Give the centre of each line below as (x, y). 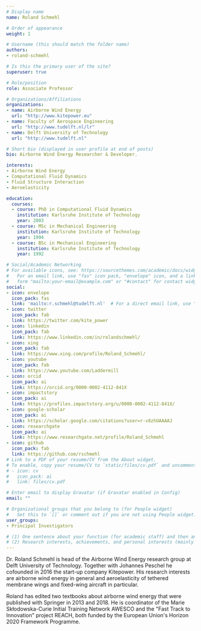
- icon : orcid (24, 376)
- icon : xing (22, 343)
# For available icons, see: (42, 271)
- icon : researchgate (33, 426)
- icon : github (25, 443)
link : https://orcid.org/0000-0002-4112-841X (69, 387)
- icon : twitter (26, 310)
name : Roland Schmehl (33, 17)
